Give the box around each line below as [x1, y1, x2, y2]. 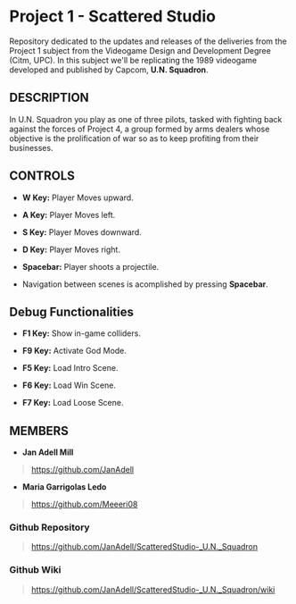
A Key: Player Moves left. [21, 209, 116, 220]
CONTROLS [9, 168, 76, 184]
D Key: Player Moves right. [21, 244, 120, 255]
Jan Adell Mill [21, 447, 74, 457]
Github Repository [9, 521, 91, 533]
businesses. [9, 142, 53, 153]
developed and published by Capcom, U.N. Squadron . [9, 64, 209, 75]
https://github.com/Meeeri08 [30, 499, 138, 510]
